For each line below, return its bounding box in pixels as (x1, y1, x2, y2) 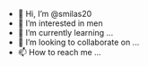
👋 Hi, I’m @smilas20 (17, 9, 92, 19)
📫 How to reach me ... (17, 47, 101, 57)
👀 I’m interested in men (17, 18, 103, 29)
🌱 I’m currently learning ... (17, 28, 114, 37)
